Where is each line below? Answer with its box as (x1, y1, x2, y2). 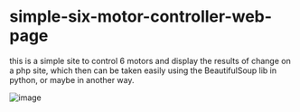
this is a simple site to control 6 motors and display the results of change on (9, 55, 291, 66)
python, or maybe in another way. (9, 74, 135, 85)
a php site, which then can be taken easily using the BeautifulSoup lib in (9, 65, 277, 76)
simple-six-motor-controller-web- (9, 6, 273, 27)
